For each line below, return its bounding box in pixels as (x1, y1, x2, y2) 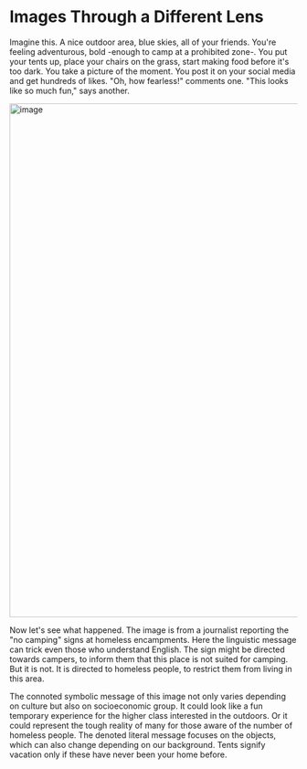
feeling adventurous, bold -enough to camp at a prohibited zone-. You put (9, 46, 288, 57)
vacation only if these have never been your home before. (9, 749, 228, 760)
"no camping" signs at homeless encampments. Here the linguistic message (9, 634, 297, 645)
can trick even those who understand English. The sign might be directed (9, 644, 285, 655)
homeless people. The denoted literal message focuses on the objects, (9, 729, 277, 741)
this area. (9, 673, 45, 684)
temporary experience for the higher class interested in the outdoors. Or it (9, 710, 288, 721)
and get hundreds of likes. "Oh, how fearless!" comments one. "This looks (9, 75, 289, 86)
